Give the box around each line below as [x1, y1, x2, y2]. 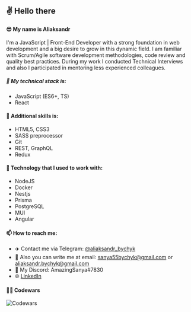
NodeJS [14, 177, 35, 184]
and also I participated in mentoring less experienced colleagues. [6, 64, 166, 71]
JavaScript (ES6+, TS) [14, 93, 69, 100]
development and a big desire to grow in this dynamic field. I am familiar [6, 45, 182, 52]
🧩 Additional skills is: [6, 113, 59, 120]
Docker [14, 184, 33, 191]
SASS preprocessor [14, 132, 63, 139]
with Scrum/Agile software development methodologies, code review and [6, 51, 186, 59]
